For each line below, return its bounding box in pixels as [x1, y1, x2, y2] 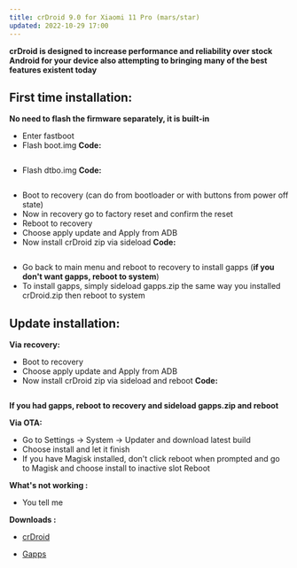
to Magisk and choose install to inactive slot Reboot [21, 463, 211, 474]
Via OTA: [9, 417, 43, 428]
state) [21, 199, 44, 210]
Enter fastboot [21, 130, 75, 142]
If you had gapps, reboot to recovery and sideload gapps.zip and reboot [9, 401, 279, 411]
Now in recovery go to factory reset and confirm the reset [21, 209, 233, 220]
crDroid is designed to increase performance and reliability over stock [9, 45, 273, 56]
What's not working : [9, 480, 89, 491]
